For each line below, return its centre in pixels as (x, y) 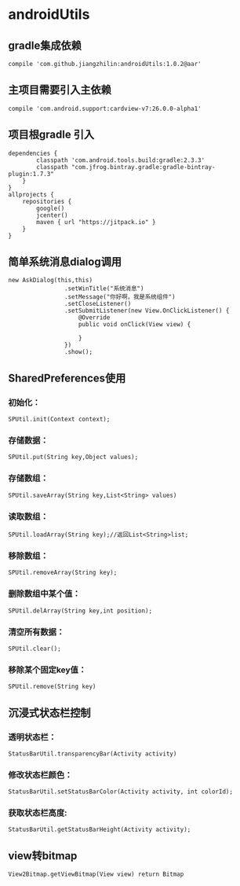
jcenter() (52, 215)
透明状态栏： (33, 737)
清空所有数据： (36, 632)
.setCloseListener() (98, 304)
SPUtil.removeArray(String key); (63, 573)
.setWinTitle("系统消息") (104, 289)
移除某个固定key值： (47, 670)
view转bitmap (43, 856)
